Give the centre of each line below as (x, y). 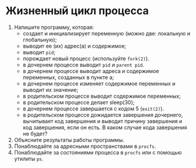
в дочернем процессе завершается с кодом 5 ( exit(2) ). (93, 108)
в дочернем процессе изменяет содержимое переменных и (99, 83)
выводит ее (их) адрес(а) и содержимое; (74, 46)
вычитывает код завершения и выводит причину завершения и (102, 121)
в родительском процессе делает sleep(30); (79, 102)
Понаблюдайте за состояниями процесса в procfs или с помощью (98, 152)
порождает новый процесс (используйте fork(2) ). (86, 58)
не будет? (35, 133)
